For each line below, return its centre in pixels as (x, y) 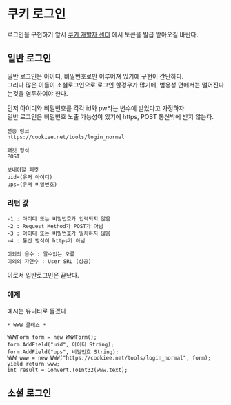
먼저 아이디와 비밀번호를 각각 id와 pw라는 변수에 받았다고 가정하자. (97, 108)
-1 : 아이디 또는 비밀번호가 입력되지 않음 (59, 219)
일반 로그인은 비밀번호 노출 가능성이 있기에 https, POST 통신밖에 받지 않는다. (111, 116)
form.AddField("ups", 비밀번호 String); (63, 352)
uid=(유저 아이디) (30, 177)
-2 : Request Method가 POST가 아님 (55, 227)
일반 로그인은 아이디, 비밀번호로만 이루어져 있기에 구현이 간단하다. (96, 76)
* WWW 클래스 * (27, 325)
